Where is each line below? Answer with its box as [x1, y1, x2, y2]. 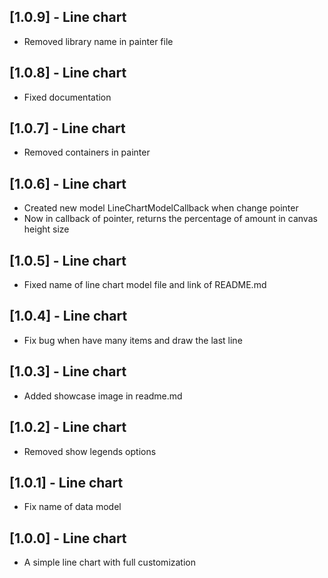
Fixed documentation [23, 91, 112, 103]
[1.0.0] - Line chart [9, 530, 127, 547]
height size [23, 223, 70, 235]
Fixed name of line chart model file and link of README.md [23, 279, 267, 291]
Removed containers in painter [23, 146, 151, 159]
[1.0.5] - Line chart [9, 252, 127, 269]
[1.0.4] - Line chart [9, 308, 128, 325]
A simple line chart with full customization [23, 556, 197, 569]
